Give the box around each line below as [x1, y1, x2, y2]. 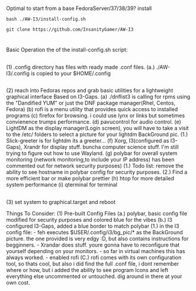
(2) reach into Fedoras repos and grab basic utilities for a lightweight [6, 87, 173, 94]
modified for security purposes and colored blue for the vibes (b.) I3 [6, 216, 173, 223]
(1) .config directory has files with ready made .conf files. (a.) [6, 63, 155, 70]
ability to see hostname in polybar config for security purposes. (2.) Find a [6, 169, 188, 176]
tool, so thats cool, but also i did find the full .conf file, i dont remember [6, 260, 179, 267]
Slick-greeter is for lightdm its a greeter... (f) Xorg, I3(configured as [6, 137, 169, 144]
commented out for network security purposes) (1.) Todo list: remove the [6, 162, 184, 170]
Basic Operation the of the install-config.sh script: [6, 46, 128, 53]
